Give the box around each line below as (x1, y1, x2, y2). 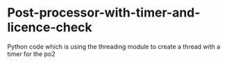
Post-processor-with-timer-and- (7, 5, 201, 21)
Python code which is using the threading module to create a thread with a (7, 42, 221, 50)
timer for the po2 (7, 50, 56, 58)
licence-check (7, 19, 92, 35)
